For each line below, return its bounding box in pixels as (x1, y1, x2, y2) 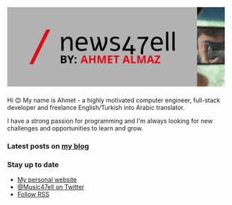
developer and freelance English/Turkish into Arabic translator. (7, 103, 185, 111)
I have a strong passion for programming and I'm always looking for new (7, 117, 213, 125)
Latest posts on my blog (7, 141, 90, 150)
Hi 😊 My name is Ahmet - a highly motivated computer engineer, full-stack (7, 96, 221, 104)
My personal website (17, 175, 77, 184)
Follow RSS (17, 191, 50, 199)
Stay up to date (7, 159, 59, 169)
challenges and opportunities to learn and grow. (7, 124, 144, 132)
